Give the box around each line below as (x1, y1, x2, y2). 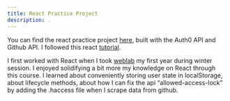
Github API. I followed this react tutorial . (7, 43, 121, 51)
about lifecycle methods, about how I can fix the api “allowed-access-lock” (7, 78, 223, 86)
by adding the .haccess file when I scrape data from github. (7, 86, 178, 94)
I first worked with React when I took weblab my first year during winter (7, 56, 213, 64)
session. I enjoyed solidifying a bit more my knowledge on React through (7, 64, 216, 72)
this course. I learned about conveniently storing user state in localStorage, (7, 71, 223, 80)
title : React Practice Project (7, 10, 98, 17)
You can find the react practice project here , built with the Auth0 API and (7, 35, 216, 44)
